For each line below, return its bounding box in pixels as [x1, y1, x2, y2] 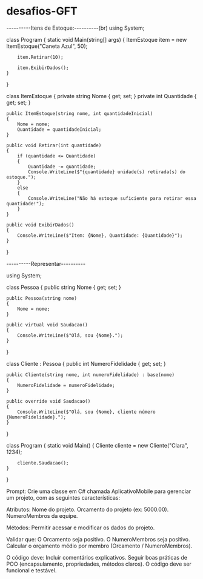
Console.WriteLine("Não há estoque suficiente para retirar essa [28, 195, 197, 201]
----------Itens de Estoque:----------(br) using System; [6, 24, 145, 31]
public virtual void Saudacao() [6, 322, 88, 328]
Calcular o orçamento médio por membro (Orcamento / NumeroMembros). [6, 542, 193, 549]
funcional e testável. [6, 566, 57, 574]
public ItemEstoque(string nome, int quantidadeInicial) [6, 110, 153, 116]
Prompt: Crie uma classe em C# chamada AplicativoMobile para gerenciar [6, 488, 191, 495]
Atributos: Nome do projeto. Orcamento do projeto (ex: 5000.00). [6, 506, 169, 513]
